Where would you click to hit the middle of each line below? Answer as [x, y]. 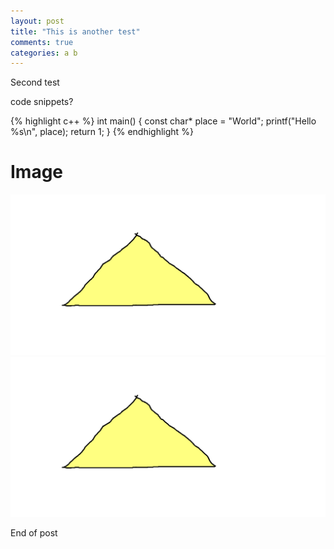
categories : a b [44, 53]
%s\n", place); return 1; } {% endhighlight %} [102, 132]
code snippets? [42, 102]
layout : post [37, 21]
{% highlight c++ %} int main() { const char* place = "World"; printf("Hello [163, 121]
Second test [35, 82]
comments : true [42, 42]
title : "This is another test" [75, 31]
